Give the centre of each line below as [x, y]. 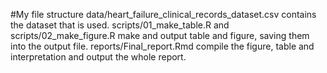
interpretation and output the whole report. [98, 57]
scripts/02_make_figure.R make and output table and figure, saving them [160, 35]
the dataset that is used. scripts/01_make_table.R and [120, 25]
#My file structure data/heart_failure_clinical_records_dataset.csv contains [163, 14]
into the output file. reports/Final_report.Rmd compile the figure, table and [162, 46]
